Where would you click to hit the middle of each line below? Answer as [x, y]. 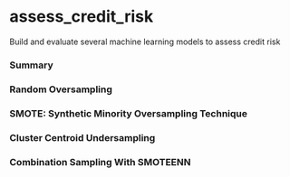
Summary [32, 65]
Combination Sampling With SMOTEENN [100, 162]
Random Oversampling [61, 89]
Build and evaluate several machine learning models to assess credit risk [145, 42]
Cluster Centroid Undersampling [82, 137]
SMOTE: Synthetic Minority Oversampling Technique [128, 113]
